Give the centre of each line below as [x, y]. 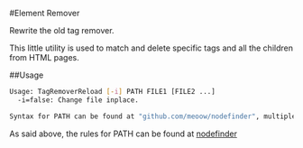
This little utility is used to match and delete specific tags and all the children [151, 48]
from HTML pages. [44, 57]
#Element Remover [45, 13]
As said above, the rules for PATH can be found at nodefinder [123, 134]
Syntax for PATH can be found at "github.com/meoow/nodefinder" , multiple [153, 116]
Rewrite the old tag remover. [62, 30]
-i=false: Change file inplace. [78, 100]
